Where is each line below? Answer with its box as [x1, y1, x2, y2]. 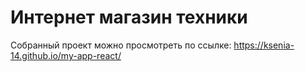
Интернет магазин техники [10, 6, 248, 29]
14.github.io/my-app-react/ [10, 49, 122, 61]
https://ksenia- [233, 39, 295, 51]
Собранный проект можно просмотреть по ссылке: [10, 39, 232, 51]
